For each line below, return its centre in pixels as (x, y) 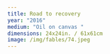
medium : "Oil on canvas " (45, 27)
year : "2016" (27, 20)
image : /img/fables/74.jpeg (49, 40)
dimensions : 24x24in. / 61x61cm (55, 33)
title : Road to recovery (44, 14)
